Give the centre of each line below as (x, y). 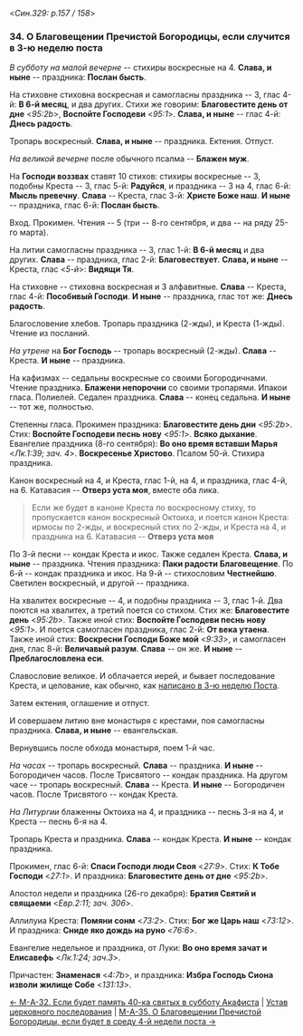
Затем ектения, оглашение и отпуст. (80, 703)
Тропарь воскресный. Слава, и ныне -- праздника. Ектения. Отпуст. (142, 141)
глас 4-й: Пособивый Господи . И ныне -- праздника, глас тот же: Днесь (151, 296)
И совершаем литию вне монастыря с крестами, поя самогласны (137, 721)
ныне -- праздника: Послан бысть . (78, 77)
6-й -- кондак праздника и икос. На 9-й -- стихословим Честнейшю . (143, 574)
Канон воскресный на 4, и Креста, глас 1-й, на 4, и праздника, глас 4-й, (148, 480)
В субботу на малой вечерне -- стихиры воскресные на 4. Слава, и (141, 68)
